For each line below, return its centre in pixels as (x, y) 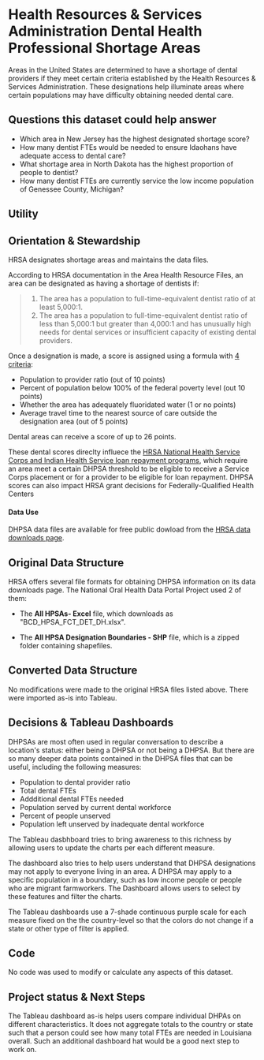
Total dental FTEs (48, 790)
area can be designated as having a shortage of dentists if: (104, 283)
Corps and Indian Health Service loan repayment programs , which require (128, 460)
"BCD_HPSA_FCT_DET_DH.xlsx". (73, 621)
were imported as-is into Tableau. (63, 698)
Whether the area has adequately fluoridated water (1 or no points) (128, 405)
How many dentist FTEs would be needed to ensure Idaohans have (128, 147)
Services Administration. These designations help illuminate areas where (126, 86)
